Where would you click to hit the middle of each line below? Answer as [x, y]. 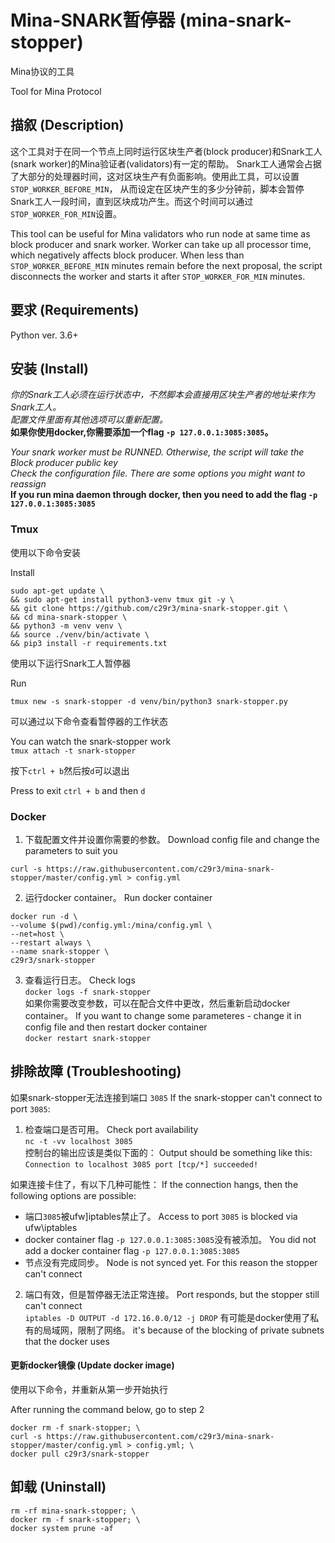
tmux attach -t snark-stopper [73, 751]
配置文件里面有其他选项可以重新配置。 [89, 420]
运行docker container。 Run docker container [118, 897]
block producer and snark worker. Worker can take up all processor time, [161, 244]
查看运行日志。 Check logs [80, 980]
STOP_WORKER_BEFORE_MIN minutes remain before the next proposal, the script [166, 265]
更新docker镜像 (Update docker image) [92, 1365]
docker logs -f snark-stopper [88, 992]
